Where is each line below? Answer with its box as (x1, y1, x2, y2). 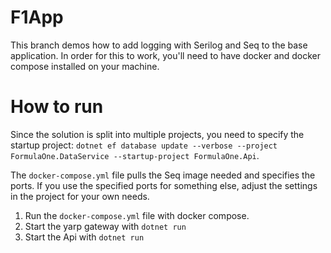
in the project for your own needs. (10, 190, 150, 202)
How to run (10, 96, 104, 118)
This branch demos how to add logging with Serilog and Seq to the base (10, 39, 308, 51)
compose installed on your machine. (10, 60, 160, 72)
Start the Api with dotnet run (24, 231, 145, 243)
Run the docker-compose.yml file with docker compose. (24, 209, 250, 221)
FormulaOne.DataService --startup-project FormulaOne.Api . (10, 149, 260, 161)
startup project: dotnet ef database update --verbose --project (10, 139, 278, 151)
